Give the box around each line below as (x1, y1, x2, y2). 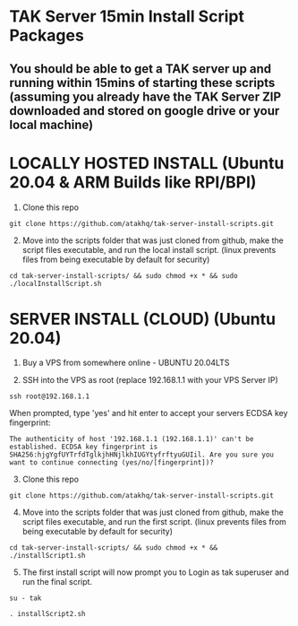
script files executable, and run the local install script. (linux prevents (21, 244, 277, 255)
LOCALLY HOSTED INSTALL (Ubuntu (9, 152, 285, 173)
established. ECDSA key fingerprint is (9, 442, 158, 452)
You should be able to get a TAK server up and (9, 61, 272, 76)
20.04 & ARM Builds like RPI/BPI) (9, 172, 257, 192)
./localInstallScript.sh (9, 279, 102, 288)
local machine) (9, 117, 94, 132)
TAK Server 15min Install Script (9, 6, 244, 27)
